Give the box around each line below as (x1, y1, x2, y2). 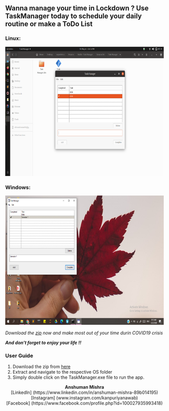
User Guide (5, 352, 34, 359)
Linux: (5, 35, 21, 42)
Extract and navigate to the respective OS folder (12, 369, 113, 375)
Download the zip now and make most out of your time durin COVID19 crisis (5, 330, 163, 336)
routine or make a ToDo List (5, 20, 93, 28)
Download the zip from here (12, 364, 71, 370)
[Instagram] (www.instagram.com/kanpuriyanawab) (31, 395, 138, 401)
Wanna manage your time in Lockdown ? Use (5, 4, 149, 13)
